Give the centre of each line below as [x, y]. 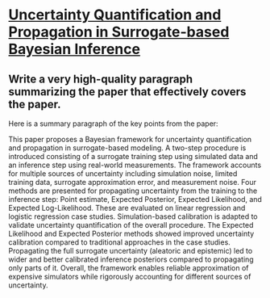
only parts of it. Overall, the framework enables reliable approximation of [129, 268]
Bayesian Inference [75, 49]
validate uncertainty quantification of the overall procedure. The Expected [131, 225]
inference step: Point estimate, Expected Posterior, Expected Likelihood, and [135, 199]
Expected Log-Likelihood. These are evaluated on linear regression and [127, 208]
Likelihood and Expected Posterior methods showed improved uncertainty [131, 233]
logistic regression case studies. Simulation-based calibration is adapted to [133, 216]
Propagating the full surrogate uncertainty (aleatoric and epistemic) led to [131, 251]
